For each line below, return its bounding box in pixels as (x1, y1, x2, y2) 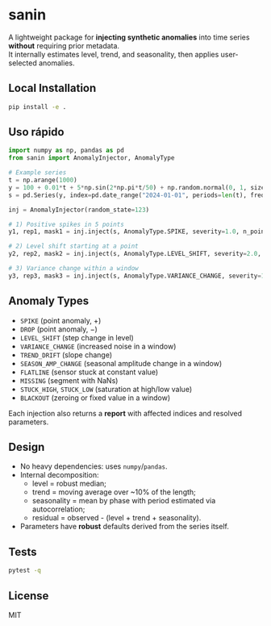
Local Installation (8, 81, 97, 95)
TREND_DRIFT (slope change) (19, 349, 113, 360)
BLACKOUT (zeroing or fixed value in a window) (19, 393, 171, 403)
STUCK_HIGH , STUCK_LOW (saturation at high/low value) (19, 384, 192, 394)
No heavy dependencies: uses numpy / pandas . (19, 461, 168, 471)
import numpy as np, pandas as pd (8, 147, 125, 155)
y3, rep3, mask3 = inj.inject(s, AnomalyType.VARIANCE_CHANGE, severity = (8, 272, 262, 280)
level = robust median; (31, 478, 107, 489)
